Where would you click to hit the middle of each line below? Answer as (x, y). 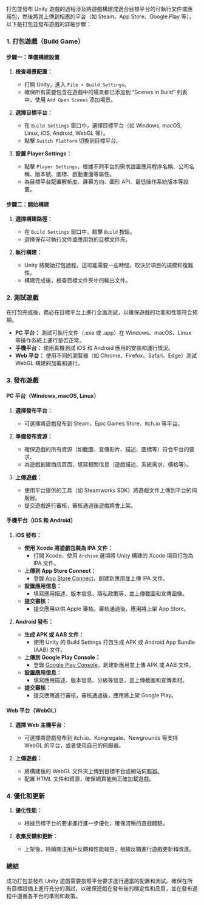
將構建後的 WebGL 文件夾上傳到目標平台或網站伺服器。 (93, 771)
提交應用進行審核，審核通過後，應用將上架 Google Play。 (105, 695)
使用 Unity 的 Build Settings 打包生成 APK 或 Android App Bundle (114, 642)
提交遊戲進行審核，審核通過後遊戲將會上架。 (80, 505)
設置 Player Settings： (43, 154)
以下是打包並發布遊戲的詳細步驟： (49, 24)
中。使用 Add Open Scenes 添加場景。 (70, 100)
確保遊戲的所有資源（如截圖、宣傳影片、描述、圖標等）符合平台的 (107, 449)
